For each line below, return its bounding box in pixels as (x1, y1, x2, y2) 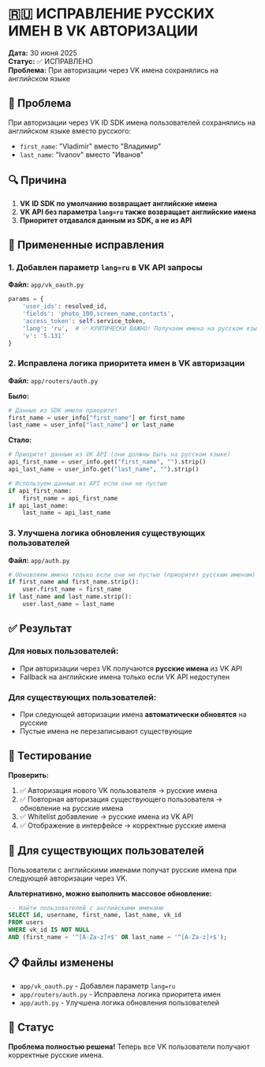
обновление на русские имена (19, 803, 124, 813)
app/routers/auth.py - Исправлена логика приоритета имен (19, 989, 221, 999)
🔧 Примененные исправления (8, 238, 164, 251)
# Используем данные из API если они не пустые (8, 479, 168, 487)
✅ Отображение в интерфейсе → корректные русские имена (19, 821, 226, 830)
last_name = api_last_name (22, 509, 111, 517)
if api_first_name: (8, 487, 73, 494)
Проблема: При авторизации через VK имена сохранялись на (8, 65, 219, 75)
